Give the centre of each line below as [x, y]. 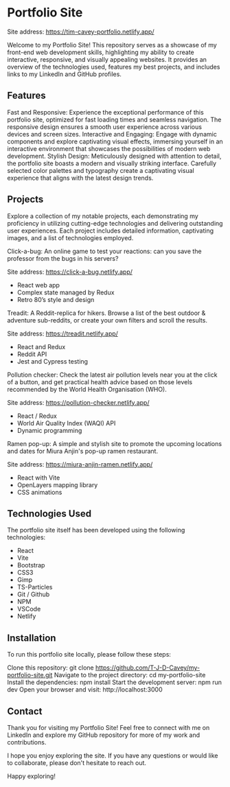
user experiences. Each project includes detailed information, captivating [111, 231]
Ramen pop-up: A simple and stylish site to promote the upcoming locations [114, 443]
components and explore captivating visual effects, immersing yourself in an [115, 141]
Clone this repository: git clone [50, 668]
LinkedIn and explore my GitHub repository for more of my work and [104, 735]
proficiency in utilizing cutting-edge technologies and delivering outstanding [115, 223]
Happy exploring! [32, 776]
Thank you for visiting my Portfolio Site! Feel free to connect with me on [108, 728]
